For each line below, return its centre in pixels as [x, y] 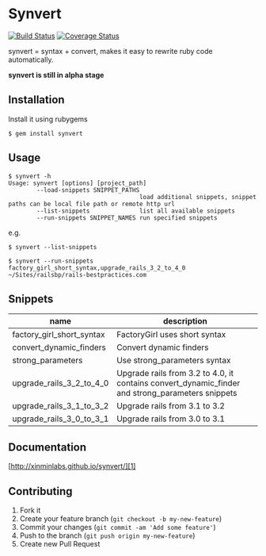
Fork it [30, 510]
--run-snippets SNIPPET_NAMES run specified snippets [127, 218]
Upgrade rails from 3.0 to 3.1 [171, 419]
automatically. [31, 59]
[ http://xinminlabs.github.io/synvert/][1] [72, 466]
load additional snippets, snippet [198, 197]
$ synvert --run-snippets [51, 261]
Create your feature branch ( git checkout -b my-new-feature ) [121, 519]
